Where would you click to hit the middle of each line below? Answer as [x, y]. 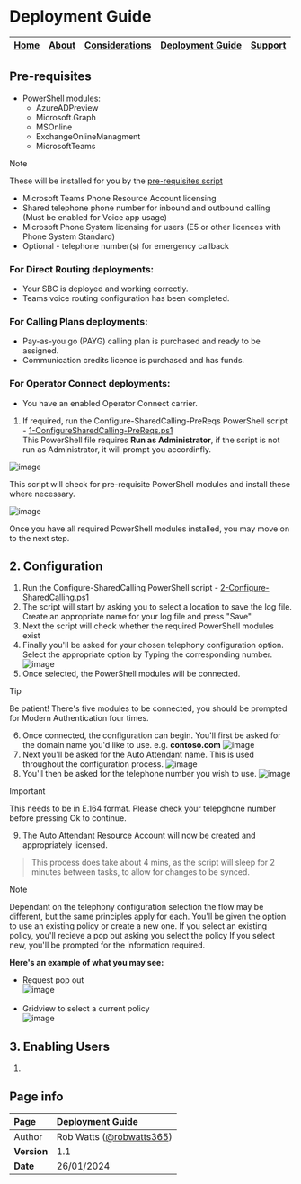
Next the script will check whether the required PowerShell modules [148, 626]
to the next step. [40, 538]
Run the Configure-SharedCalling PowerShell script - [120, 588]
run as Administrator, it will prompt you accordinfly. [117, 449]
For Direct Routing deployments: [82, 269]
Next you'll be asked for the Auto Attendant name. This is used [138, 755]
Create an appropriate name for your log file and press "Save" [137, 617]
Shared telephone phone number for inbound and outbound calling [146, 208]
